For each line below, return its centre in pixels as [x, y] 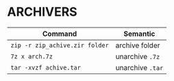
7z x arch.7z [32, 56]
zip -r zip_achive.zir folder [60, 45]
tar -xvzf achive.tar [46, 67]
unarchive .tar [139, 67]
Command [60, 34]
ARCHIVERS [42, 12]
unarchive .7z [138, 56]
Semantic [139, 34]
